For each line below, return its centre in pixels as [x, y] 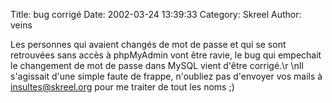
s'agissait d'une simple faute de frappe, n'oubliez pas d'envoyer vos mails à [166, 76]
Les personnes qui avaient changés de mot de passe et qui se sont [148, 44]
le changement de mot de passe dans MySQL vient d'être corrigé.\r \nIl [157, 65]
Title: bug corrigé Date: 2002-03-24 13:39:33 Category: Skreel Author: [156, 14]
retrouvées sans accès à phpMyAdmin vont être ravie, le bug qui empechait [166, 55]
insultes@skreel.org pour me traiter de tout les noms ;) [122, 87]
